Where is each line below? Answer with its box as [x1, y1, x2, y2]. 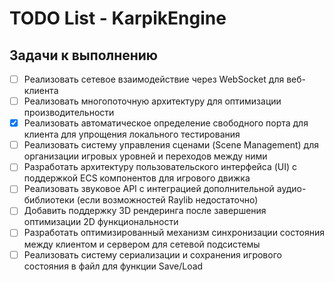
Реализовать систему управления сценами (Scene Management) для [23, 139, 319, 151]
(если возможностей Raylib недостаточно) [76, 194, 259, 206]
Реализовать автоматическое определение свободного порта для [23, 117, 309, 129]
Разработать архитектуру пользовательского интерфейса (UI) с [23, 161, 298, 173]
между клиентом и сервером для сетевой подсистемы [23, 238, 261, 250]
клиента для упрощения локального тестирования [23, 128, 241, 141]
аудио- [276, 183, 307, 195]
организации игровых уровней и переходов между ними [23, 150, 268, 162]
